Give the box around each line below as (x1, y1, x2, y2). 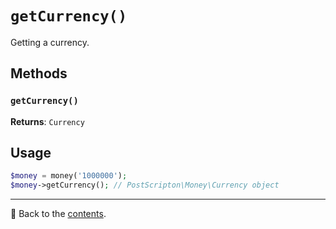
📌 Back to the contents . (10, 208, 107, 220)
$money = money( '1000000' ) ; (10, 171, 128, 181)
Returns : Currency (10, 115, 85, 127)
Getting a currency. (10, 36, 90, 48)
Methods (10, 65, 68, 82)
